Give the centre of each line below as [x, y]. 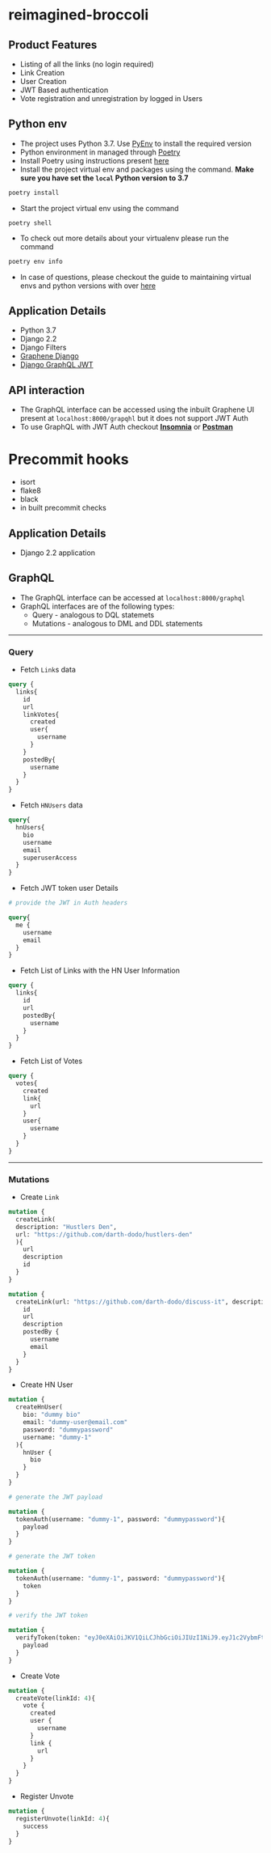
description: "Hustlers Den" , [66, 1227]
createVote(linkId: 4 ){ [55, 1698]
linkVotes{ [41, 714]
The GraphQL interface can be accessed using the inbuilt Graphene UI [137, 409]
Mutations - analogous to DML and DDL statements [117, 623]
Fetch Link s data [48, 670]
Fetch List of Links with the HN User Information [100, 971]
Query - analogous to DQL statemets [93, 615]
